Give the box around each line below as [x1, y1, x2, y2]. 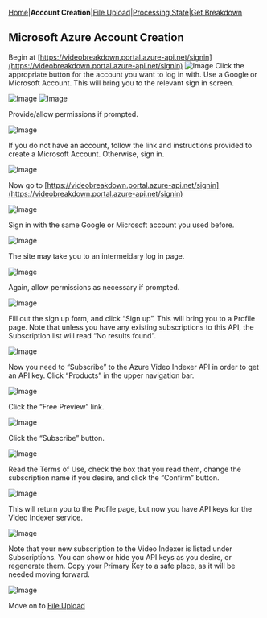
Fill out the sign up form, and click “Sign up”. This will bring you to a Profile [8, 313, 256, 323]
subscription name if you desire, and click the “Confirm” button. [8, 472, 220, 483]
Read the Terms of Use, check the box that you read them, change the [8, 464, 241, 474]
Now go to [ [8, 180, 47, 189]
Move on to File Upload [8, 600, 86, 610]
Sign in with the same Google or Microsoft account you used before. [8, 220, 235, 230]
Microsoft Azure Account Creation [8, 31, 185, 44]
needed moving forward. [8, 569, 90, 579]
